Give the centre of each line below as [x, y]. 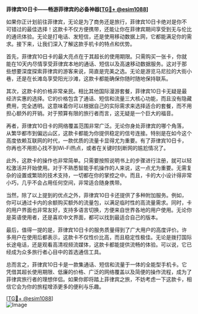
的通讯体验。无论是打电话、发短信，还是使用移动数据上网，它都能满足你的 [96, 37]
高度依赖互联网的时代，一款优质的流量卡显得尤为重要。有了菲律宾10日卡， [97, 140]
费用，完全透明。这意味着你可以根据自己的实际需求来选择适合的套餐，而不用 [99, 106]
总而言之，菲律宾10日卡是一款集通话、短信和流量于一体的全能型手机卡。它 [97, 264]
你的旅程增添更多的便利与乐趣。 [65, 287]
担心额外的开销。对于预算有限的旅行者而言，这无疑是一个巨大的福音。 [91, 113]
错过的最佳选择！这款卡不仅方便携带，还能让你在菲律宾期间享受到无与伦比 [101, 29]
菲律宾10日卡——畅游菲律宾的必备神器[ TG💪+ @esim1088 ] [77, 9]
